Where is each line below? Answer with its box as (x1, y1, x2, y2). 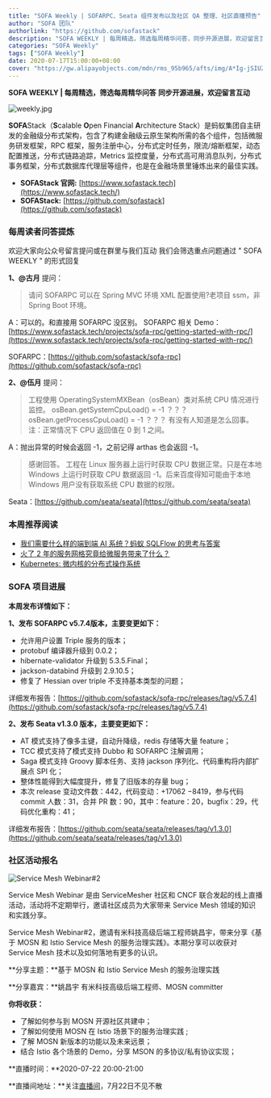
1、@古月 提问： (8, 273, 64, 283)
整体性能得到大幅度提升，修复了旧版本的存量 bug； (19, 776, 191, 786)
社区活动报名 (8, 854, 59, 865)
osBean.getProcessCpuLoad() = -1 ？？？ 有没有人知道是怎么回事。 (27, 415, 254, 425)
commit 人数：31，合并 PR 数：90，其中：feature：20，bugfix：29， (19, 797, 252, 806)
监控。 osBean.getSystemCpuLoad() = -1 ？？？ (27, 405, 188, 414)
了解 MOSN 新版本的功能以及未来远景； (19, 1036, 152, 1046)
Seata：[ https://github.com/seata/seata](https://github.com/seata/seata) (8, 497, 252, 507)
